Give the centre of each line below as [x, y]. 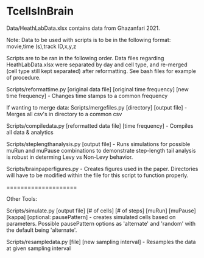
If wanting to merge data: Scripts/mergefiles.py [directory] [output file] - [97, 107]
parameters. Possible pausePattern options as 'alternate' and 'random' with [101, 223]
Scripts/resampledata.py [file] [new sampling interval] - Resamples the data [101, 242]
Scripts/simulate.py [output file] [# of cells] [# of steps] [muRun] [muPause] [101, 211]
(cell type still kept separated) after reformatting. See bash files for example [101, 71]
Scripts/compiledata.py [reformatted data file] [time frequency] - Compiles [100, 125]
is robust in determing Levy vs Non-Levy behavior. [70, 157]
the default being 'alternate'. [42, 230]
